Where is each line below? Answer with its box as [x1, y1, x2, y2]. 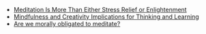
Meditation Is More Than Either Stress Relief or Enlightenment [13, 6, 187, 13]
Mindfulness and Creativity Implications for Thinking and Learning [13, 13, 199, 21]
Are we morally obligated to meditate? [13, 20, 121, 27]
